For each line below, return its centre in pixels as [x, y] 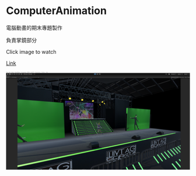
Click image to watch [31, 51]
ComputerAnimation [56, 11]
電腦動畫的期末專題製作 [34, 27]
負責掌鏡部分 [21, 40]
